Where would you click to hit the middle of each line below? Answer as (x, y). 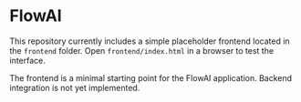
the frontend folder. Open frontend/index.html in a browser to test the (142, 50)
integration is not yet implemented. (75, 87)
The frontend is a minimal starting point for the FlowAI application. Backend (151, 77)
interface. (27, 60)
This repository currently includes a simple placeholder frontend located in (150, 41)
